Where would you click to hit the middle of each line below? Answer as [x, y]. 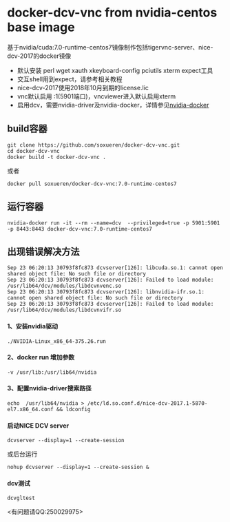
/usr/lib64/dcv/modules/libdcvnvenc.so [64, 286]
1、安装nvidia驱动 [33, 326]
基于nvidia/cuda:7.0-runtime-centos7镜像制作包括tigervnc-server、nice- [110, 47]
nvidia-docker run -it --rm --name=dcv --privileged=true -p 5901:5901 [114, 223]
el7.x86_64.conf [30, 409]
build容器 [27, 129]
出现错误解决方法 [43, 252]
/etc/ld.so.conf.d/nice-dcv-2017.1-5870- [147, 403]
